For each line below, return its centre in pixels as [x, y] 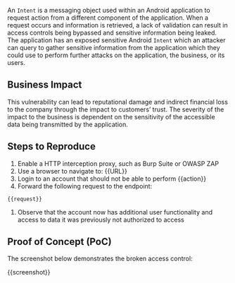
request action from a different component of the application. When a [108, 18]
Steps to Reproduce [52, 146]
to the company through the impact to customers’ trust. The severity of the [116, 109]
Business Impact [45, 85]
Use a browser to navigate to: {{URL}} [72, 171]
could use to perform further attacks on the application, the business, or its [116, 55]
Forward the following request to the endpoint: [85, 186]
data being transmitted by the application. [68, 124]
